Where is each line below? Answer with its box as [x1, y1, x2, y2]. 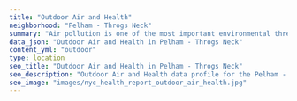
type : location [9, 54, 65, 62]
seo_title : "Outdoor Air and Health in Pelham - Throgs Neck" [9, 62, 243, 71]
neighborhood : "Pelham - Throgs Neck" [9, 21, 152, 30]
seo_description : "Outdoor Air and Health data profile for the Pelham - [9, 70, 287, 79]
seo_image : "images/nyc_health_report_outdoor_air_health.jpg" [9, 78, 247, 87]
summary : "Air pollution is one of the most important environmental [9, 29, 271, 38]
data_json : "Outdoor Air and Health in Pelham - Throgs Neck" [9, 37, 243, 47]
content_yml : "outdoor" [9, 46, 97, 54]
